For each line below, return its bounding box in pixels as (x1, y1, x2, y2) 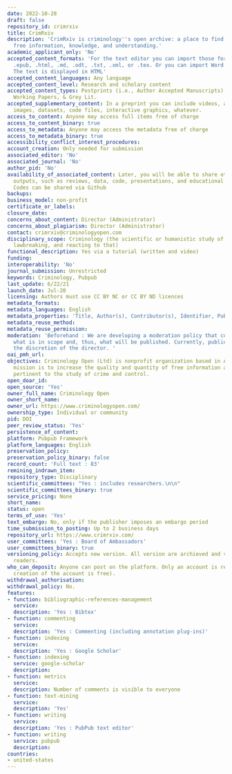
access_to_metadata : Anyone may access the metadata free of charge (7, 126, 209, 133)
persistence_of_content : (7, 429, 79, 435)
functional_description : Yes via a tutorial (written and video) (7, 249, 199, 255)
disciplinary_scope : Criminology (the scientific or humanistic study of (7, 235, 224, 242)
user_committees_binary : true (7, 544, 95, 551)
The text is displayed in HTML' (13, 68, 107, 75)
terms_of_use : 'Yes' (7, 512, 67, 519)
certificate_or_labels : (7, 204, 76, 210)
